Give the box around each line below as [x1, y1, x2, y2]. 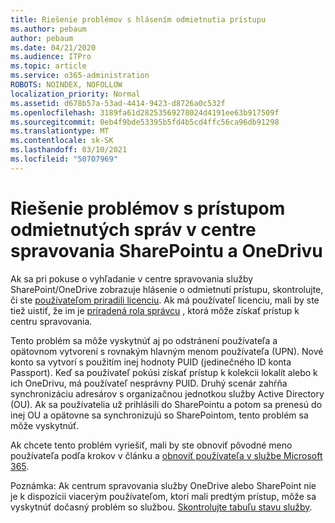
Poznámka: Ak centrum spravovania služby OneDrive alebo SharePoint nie [10, 479, 317, 491]
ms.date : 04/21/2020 [10, 42, 97, 53]
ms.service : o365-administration [10, 71, 150, 81]
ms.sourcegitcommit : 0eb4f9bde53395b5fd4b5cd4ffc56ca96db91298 [10, 117, 280, 127]
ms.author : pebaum [10, 24, 87, 34]
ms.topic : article [10, 61, 87, 71]
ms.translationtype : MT [10, 126, 110, 136]
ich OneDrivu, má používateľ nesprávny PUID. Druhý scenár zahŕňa [10, 377, 288, 389]
